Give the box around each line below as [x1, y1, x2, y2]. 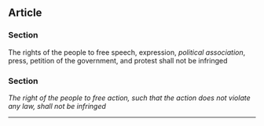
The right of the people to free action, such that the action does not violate [8, 93, 251, 103]
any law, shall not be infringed [8, 101, 106, 110]
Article [8, 6, 42, 20]
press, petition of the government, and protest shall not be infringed [8, 56, 228, 65]
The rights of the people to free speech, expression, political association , [8, 47, 246, 57]
